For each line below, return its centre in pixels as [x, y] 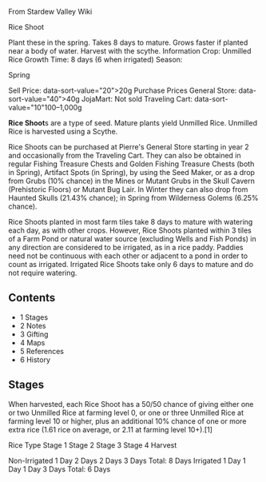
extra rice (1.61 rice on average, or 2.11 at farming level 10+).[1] [111, 429]
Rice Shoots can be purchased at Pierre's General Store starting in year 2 [129, 147]
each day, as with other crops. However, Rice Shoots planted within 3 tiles [130, 230]
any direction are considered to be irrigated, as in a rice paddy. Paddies [126, 247]
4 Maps [32, 342]
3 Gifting [34, 334]
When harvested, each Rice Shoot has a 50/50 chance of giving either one [131, 404]
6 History [35, 360]
